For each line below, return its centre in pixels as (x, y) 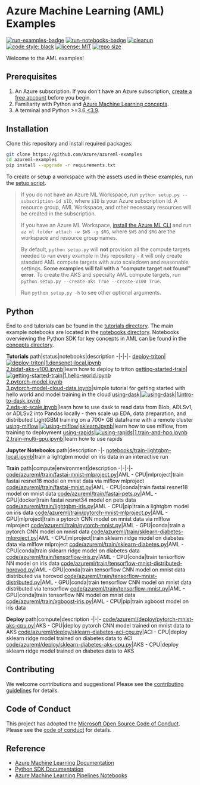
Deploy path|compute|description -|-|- (54, 619)
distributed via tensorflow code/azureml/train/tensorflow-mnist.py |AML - (96, 588)
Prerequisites (32, 77)
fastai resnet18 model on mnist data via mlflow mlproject (75, 481)
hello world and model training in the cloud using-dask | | (91, 394)
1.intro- (185, 394)
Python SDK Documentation (49, 769)
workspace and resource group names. (69, 238)
